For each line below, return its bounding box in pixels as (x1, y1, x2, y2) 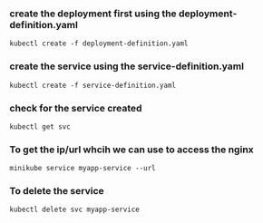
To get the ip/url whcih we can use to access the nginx (9, 143, 254, 156)
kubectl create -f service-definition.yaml (9, 81, 177, 90)
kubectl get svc (9, 121, 71, 131)
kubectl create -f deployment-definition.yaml (9, 39, 189, 48)
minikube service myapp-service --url (9, 164, 156, 173)
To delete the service (9, 185, 104, 198)
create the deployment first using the (9, 7, 177, 20)
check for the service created (9, 102, 142, 114)
